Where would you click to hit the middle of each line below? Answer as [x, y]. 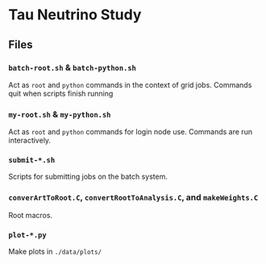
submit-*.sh [32, 160]
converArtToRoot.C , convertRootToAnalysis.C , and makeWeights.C [133, 197]
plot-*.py [27, 235]
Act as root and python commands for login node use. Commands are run [130, 132]
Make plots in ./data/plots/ [55, 252]
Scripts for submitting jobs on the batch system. [88, 177]
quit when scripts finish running [61, 93]
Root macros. [31, 215]
